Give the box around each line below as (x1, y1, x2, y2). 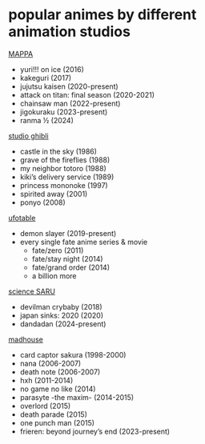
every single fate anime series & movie (19, 237, 148, 246)
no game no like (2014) (19, 384, 96, 394)
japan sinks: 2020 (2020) (19, 310, 104, 320)
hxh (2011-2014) (19, 375, 74, 385)
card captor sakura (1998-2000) (19, 350, 127, 359)
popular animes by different (8, 6, 197, 24)
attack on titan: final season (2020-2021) (19, 90, 155, 99)
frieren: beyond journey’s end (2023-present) (19, 426, 171, 436)
